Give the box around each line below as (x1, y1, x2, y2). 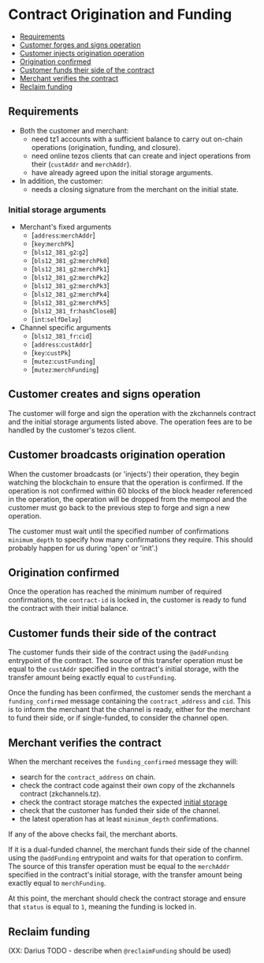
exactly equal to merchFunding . (8, 879, 106, 888)
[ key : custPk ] (31, 348, 71, 358)
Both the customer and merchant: (19, 126, 129, 135)
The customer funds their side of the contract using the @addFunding (8, 647, 229, 657)
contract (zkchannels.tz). (19, 789, 102, 799)
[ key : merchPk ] (31, 239, 75, 249)
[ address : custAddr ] (31, 339, 92, 349)
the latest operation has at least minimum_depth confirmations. (19, 815, 219, 824)
